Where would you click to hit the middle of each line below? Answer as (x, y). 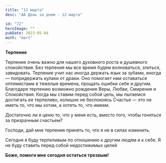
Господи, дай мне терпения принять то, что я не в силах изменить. (78, 130)
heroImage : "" (20, 28)
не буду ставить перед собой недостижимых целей (61, 145)
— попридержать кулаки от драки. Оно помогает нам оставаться (76, 78)
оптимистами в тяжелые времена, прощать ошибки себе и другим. (78, 84)
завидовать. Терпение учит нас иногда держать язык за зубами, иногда (83, 73)
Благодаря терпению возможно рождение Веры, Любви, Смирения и (81, 89)
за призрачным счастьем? (34, 120)
